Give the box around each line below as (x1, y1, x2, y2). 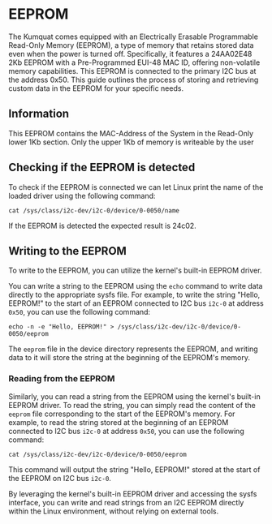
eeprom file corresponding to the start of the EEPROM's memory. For (8, 409, 235, 419)
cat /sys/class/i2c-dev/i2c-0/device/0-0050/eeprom (8, 450, 187, 458)
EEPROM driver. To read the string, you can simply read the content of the (8, 400, 256, 410)
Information (8, 107, 70, 121)
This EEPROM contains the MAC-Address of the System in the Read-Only (8, 128, 254, 138)
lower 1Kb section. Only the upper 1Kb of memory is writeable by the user (8, 137, 254, 147)
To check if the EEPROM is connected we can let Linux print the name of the (8, 182, 264, 191)
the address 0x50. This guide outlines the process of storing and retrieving (8, 75, 259, 84)
